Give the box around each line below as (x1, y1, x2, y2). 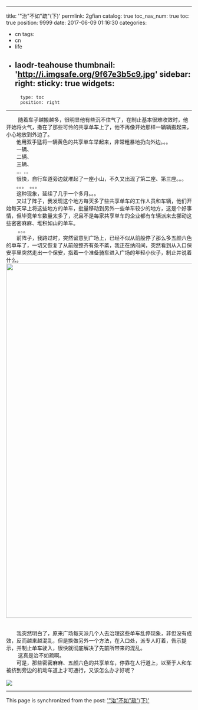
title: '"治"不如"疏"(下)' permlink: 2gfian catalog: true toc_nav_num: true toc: (6, 12, 190, 19)
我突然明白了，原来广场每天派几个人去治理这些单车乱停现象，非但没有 (16, 630, 187, 637)
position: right (20, 99, 60, 105)
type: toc (20, 94, 44, 100)
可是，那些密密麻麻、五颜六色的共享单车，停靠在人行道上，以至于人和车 (16, 659, 192, 666)
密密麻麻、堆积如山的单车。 (11, 219, 78, 226)
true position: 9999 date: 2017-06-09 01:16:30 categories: (6, 19, 147, 26)
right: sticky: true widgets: (14, 79, 115, 89)
